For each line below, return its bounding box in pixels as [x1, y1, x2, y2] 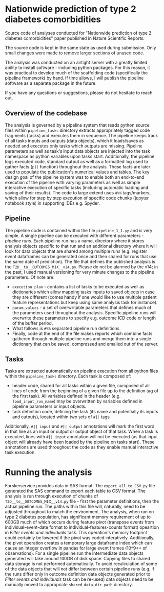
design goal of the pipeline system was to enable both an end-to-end [5, 174, 144, 180]
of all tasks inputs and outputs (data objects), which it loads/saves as [5, 138, 144, 143]
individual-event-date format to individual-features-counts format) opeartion [5, 524, 159, 530]
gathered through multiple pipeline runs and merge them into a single [12, 335, 151, 341]
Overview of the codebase [5, 109, 87, 118]
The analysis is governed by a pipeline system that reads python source [5, 122, 150, 128]
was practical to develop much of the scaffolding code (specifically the [5, 70, 148, 75]
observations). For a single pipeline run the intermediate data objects [5, 550, 144, 556]
